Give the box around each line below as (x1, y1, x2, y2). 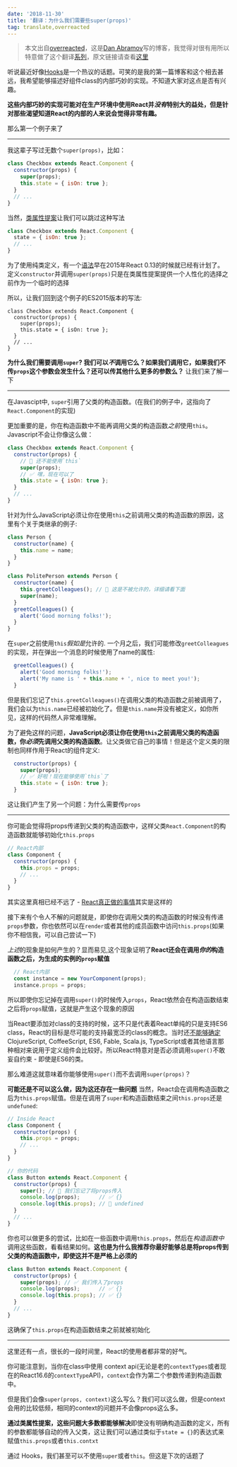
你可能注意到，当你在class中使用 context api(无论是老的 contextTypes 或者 (7, 1362, 221, 1370)
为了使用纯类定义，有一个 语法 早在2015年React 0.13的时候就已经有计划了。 (7, 261, 224, 269)
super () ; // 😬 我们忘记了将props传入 (20, 1187, 122, 1195)
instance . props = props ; (13, 982, 87, 989)
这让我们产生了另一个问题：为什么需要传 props (7, 800, 141, 808)
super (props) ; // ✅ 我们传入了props (20, 1279, 123, 1286)
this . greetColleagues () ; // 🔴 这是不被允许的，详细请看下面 (20, 586, 186, 593)
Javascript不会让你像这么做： (7, 430, 94, 439)
